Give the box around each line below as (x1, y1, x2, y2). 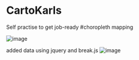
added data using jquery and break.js (6, 46, 99, 54)
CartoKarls (6, 4, 62, 17)
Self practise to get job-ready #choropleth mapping (6, 23, 134, 31)
